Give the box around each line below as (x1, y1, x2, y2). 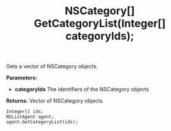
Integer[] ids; (6, 108, 44, 115)
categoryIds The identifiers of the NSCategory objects (14, 86, 150, 93)
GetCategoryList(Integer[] (33, 17, 166, 30)
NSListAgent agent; (6, 114, 55, 120)
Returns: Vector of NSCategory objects (6, 97, 103, 104)
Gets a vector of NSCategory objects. (6, 63, 98, 70)
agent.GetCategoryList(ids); (6, 119, 78, 125)
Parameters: (6, 74, 37, 81)
